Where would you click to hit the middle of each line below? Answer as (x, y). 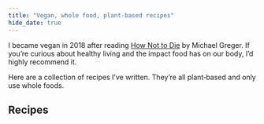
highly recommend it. (43, 62)
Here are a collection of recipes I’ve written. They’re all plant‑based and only (132, 77)
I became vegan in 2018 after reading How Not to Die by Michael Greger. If (129, 45)
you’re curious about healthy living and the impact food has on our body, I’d (131, 53)
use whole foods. (36, 85)
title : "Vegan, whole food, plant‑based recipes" (91, 15)
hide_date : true (35, 23)
